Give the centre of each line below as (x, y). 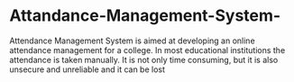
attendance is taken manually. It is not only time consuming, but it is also (144, 59)
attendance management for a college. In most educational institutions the (147, 50)
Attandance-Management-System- (145, 16)
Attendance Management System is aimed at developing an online (132, 41)
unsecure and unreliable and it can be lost (87, 69)
